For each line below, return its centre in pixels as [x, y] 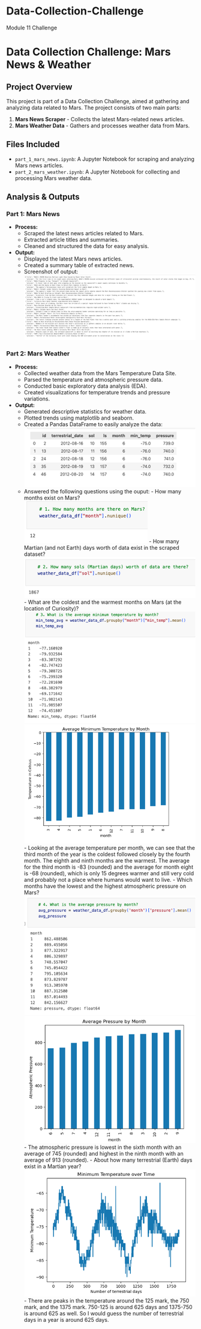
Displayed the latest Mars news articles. [73, 259]
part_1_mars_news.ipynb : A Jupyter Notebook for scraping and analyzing [105, 159]
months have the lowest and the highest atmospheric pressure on [105, 886]
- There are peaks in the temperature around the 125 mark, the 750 [106, 1300]
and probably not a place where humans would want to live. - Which [108, 880]
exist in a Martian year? [53, 1166]
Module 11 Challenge [32, 28]
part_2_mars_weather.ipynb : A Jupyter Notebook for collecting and [97, 172]
